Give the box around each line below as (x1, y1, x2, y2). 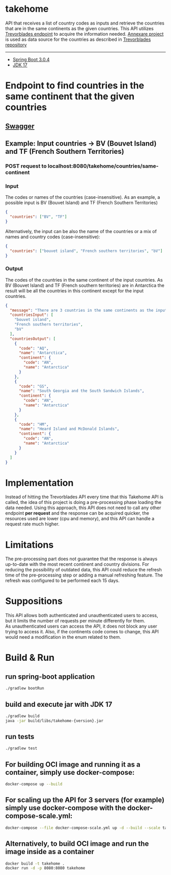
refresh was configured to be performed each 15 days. (5, 578, 120, 584)
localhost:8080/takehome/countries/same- (47, 162, 159, 169)
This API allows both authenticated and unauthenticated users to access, (5, 612, 158, 618)
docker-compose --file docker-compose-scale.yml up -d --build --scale (5, 825, 160, 831)
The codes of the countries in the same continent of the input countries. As (5, 277, 163, 283)
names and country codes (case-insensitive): (5, 234, 100, 240)
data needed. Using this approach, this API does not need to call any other (5, 504, 161, 511)
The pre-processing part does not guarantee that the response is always (5, 556, 158, 562)
